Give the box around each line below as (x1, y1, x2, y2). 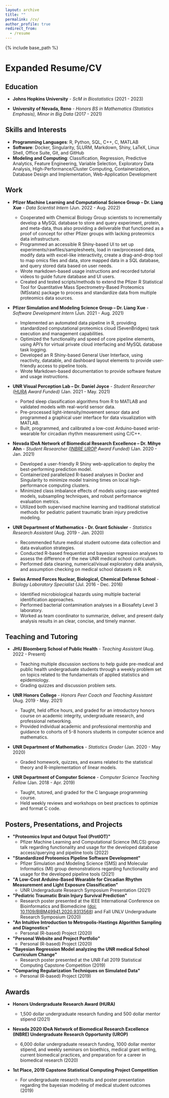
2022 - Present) (12, 651, 46, 657)
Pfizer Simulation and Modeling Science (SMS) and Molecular (20, 860, 148, 866)
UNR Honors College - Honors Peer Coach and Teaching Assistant (12, 692, 153, 698)
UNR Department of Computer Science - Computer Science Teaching (12, 774, 159, 780)
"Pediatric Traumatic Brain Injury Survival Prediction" (12, 893, 128, 899)
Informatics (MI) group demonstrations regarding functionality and (20, 866, 158, 872)
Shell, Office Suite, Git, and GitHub (12, 149, 84, 155)
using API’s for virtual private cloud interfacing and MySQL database (20, 341, 162, 347)
